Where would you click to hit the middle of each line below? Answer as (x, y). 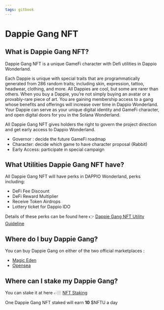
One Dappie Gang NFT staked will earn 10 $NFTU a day (61, 303)
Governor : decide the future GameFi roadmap (59, 139)
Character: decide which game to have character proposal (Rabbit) (80, 144)
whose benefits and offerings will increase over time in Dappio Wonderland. (82, 104)
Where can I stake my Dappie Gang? (61, 281)
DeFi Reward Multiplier (35, 196)
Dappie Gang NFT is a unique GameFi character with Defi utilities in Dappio (81, 64)
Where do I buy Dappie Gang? (52, 239)
